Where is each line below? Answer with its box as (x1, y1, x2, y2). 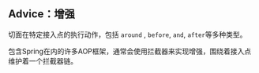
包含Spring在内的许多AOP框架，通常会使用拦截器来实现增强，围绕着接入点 (8, 46, 252, 56)
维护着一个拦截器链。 (8, 56, 77, 65)
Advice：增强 (8, 7, 75, 21)
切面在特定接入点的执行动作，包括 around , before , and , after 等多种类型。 (8, 30, 247, 39)
